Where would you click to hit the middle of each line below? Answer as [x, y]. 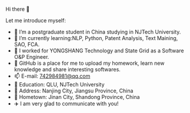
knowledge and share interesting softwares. [67, 69]
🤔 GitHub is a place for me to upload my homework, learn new [89, 63]
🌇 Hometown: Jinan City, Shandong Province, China [77, 97]
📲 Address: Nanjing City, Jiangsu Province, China [74, 91]
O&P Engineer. [31, 57]
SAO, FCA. [26, 44]
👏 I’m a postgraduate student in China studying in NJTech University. [97, 32]
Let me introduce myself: [36, 20]
